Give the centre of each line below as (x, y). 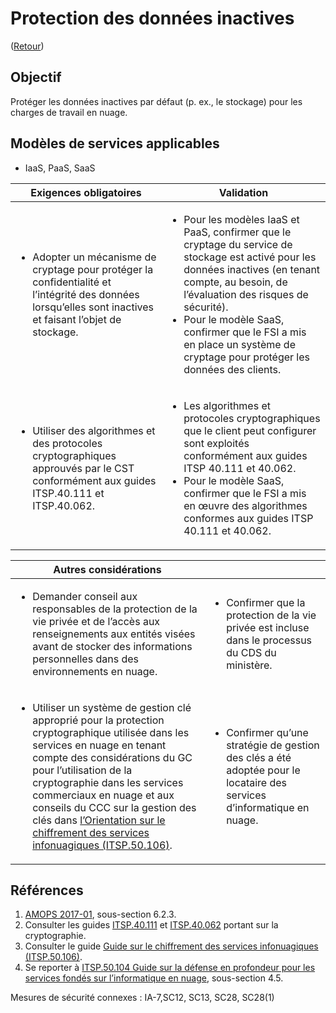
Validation (243, 192)
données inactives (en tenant (252, 269)
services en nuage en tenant (99, 745)
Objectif (36, 77)
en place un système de (239, 344)
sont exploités (216, 443)
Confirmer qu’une (267, 732)
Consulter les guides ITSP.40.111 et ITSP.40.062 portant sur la (151, 925)
